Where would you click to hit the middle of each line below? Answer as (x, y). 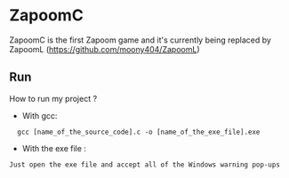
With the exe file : (54, 148)
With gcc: (40, 115)
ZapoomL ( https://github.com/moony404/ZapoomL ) (104, 49)
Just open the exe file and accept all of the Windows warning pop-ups (144, 165)
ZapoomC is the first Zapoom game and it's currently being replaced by (140, 40)
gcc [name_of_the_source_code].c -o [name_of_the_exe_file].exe (139, 132)
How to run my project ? (53, 98)
